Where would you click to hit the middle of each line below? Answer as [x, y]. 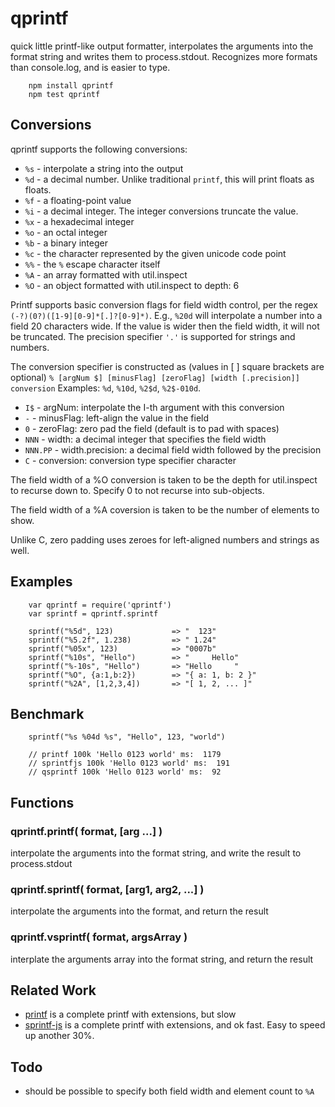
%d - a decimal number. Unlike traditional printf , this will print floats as [169, 179]
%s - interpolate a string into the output [104, 168]
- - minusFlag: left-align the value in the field [117, 418]
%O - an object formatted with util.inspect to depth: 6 [132, 285]
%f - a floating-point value [78, 200]
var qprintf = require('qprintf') [100, 605]
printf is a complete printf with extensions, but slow [130, 1014]
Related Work [53, 990]
